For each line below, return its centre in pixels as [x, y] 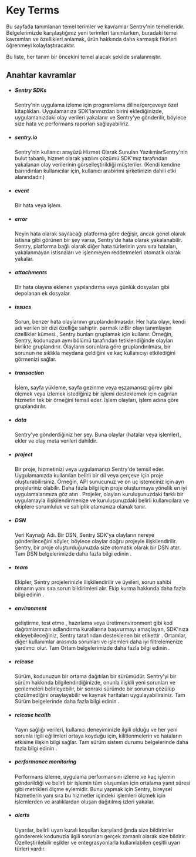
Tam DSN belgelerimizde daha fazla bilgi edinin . [73, 554]
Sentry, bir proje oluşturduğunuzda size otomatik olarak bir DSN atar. [97, 547]
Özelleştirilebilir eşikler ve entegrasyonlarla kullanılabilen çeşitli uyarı [97, 842]
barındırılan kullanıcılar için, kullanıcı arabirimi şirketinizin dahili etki [95, 171]
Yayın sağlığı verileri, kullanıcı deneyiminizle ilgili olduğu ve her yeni [96, 729]
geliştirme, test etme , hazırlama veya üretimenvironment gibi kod [94, 623]
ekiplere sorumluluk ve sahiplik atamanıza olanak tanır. [80, 507]
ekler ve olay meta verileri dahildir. [56, 441]
